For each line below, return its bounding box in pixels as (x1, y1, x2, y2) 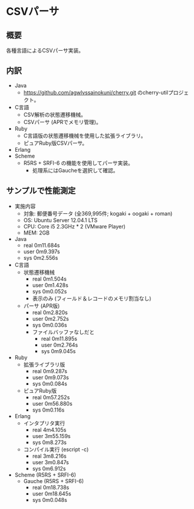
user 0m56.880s (32, 400, 73, 407)
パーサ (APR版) (23, 302, 60, 309)
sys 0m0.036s (32, 321, 67, 328)
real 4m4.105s (32, 426, 67, 433)
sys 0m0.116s (32, 406, 65, 413)
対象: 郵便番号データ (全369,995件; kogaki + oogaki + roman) (23, 210, 173, 217)
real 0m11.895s (41, 335, 78, 342)
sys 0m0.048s (32, 496, 68, 503)
